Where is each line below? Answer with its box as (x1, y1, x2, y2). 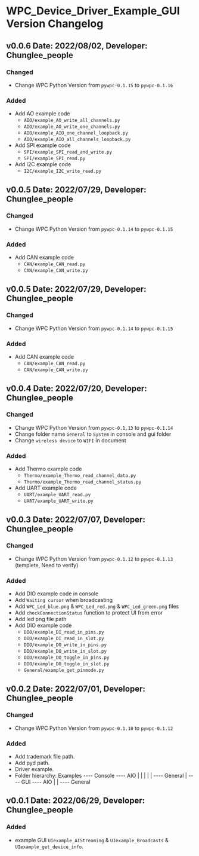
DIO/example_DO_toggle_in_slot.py (23, 661, 110, 667)
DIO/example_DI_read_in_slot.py (23, 635, 104, 642)
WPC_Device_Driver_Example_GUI (6, 4, 180, 18)
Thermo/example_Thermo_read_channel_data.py (23, 473, 136, 479)
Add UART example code (14, 484, 77, 491)
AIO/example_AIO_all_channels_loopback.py (23, 136, 131, 143)
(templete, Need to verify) (14, 561, 79, 568)
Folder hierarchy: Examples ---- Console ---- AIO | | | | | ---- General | (14, 772, 188, 779)
